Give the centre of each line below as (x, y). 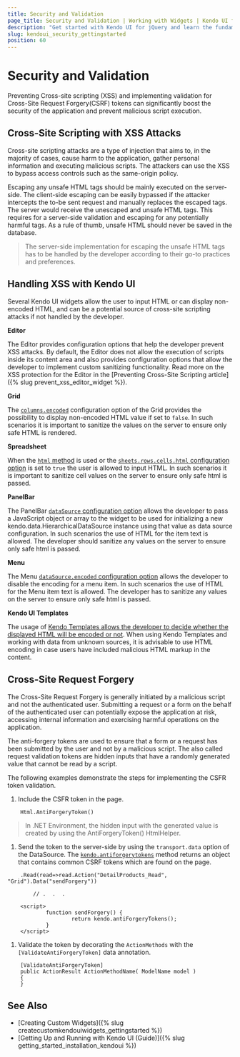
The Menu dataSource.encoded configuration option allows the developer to (118, 576)
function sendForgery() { (84, 912)
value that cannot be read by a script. (62, 763)
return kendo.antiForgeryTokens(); (124, 918)
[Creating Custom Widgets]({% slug (70, 1023)
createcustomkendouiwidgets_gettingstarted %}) (90, 1031)
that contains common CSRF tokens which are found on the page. (115, 862)
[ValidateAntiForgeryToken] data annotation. (84, 952)
